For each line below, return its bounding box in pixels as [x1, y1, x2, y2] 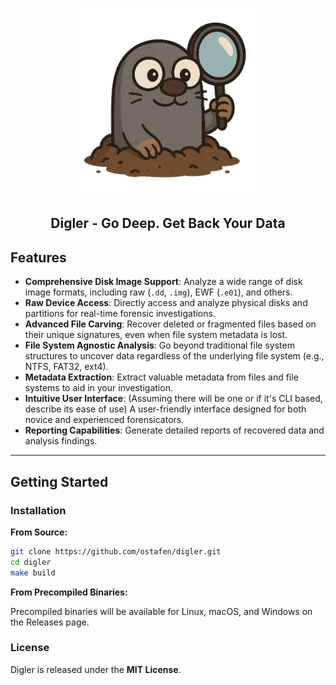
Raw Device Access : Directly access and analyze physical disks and [24, 297, 308, 309]
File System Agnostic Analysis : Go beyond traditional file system [24, 339, 295, 352]
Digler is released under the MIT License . [10, 663, 182, 675]
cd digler [10, 557, 52, 567]
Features [10, 249, 67, 266]
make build [10, 568, 56, 578]
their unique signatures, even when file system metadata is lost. [24, 329, 288, 341]
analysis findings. [24, 435, 98, 447]
